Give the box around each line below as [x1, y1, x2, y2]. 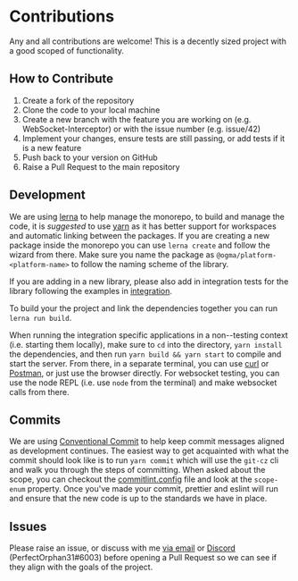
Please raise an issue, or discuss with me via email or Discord [9, 543, 236, 553]
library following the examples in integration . [9, 285, 172, 296]
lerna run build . [9, 312, 72, 323]
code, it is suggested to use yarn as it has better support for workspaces [9, 221, 277, 232]
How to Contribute [9, 72, 114, 87]
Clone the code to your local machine [21, 105, 161, 115]
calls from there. [9, 386, 70, 397]
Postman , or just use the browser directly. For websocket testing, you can [9, 367, 280, 378]
